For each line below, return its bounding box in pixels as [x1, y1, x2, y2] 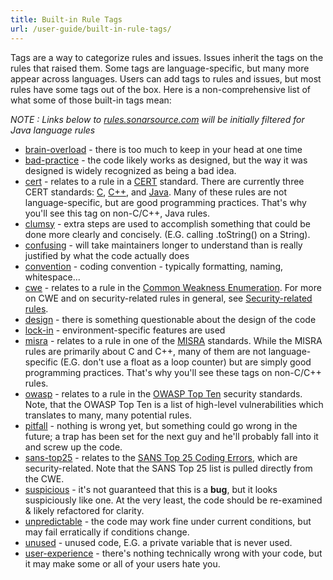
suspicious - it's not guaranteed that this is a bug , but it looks [24, 483, 278, 495]
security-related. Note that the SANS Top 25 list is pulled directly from [24, 462, 313, 474]
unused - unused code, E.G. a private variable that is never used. [24, 536, 293, 548]
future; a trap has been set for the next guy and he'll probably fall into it [24, 430, 319, 442]
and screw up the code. [24, 441, 123, 453]
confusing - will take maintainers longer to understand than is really [24, 239, 303, 251]
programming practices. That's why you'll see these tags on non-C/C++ [24, 366, 322, 378]
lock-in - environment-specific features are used [24, 324, 226, 336]
